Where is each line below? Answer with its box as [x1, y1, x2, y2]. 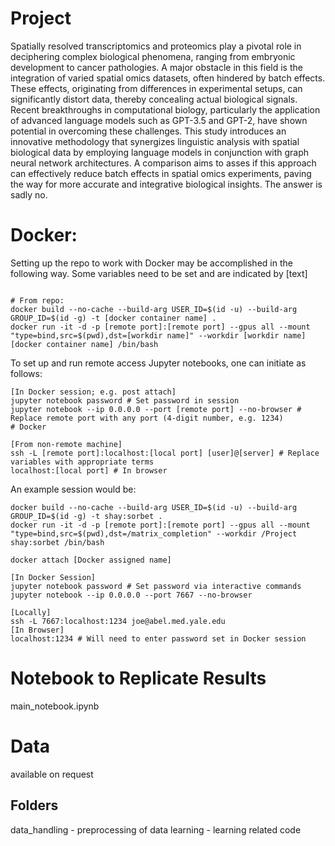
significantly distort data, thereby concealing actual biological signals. [10, 93, 298, 105]
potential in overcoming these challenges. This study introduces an [10, 125, 287, 137]
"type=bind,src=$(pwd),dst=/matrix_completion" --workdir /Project [10, 528, 298, 539]
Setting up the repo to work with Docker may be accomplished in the [10, 257, 293, 269]
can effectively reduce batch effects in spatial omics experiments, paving [10, 167, 312, 179]
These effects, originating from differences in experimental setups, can [10, 82, 303, 94]
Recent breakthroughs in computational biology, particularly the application [10, 103, 321, 116]
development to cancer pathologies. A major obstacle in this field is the [10, 61, 303, 73]
